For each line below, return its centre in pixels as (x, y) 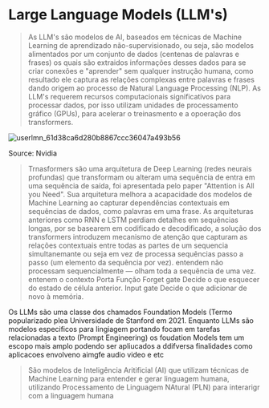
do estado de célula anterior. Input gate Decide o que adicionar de (137, 288)
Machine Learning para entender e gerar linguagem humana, (129, 378)
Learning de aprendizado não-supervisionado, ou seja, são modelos (141, 45)
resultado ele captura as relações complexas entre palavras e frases (141, 79)
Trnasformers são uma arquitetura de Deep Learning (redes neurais (140, 168)
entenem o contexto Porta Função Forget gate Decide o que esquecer (144, 279)
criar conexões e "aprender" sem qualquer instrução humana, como (141, 71)
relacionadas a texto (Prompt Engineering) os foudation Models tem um (126, 337)
